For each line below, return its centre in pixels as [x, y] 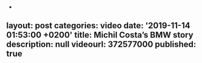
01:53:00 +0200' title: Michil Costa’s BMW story [100, 35]
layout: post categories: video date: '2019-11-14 [98, 25]
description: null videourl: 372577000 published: [101, 45]
